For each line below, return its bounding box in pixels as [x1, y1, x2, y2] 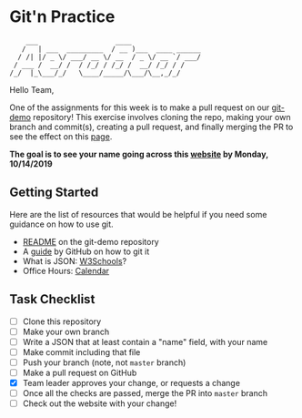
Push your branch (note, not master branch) [22, 357, 186, 368]
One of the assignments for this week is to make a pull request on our [9, 102, 270, 113]
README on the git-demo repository [22, 236, 159, 247]
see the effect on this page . [9, 130, 113, 142]
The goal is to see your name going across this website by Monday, [9, 148, 268, 159]
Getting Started [9, 185, 99, 200]
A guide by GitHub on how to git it [22, 246, 150, 257]
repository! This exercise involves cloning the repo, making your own [33, 111, 291, 122]
